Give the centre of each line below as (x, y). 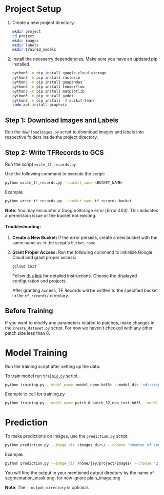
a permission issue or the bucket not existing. (51, 215)
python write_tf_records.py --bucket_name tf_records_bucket (69, 201)
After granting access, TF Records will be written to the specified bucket (85, 290)
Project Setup (33, 9)
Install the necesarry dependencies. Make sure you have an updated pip (85, 59)
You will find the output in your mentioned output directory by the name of (80, 473)
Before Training (29, 311)
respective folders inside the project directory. (51, 137)
